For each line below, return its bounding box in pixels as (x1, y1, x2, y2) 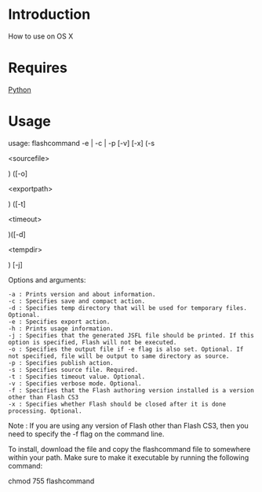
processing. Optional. (8, 406, 82, 415)
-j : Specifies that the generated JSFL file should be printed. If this (8, 331, 255, 339)
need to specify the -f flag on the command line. (8, 429, 165, 439)
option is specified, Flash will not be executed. (8, 338, 177, 346)
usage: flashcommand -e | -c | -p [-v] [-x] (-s (8, 138, 155, 148)
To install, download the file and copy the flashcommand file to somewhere (8, 444, 251, 454)
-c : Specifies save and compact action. (8, 297, 146, 305)
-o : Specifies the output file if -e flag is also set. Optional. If (8, 345, 244, 353)
